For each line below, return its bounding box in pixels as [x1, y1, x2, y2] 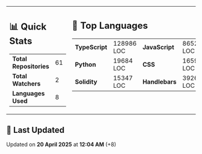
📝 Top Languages [72, 19, 148, 31]
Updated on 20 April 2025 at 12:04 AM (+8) [6, 141, 117, 148]
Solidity [75, 78, 97, 86]
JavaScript [142, 43, 174, 51]
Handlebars [142, 78, 177, 86]
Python [75, 60, 96, 69]
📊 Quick [9, 20, 47, 32]
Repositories [12, 62, 49, 70]
